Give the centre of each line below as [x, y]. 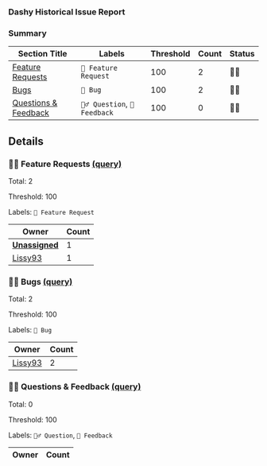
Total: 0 [21, 404]
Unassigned [35, 245]
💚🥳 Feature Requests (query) [65, 164]
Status [242, 54]
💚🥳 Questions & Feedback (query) [75, 386]
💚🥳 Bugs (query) [41, 282]
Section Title [43, 54]
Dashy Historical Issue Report [67, 12]
